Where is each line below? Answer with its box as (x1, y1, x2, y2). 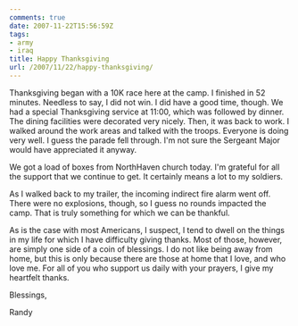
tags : (9, 29, 29, 38)
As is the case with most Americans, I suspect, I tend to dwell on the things (9, 224, 286, 235)
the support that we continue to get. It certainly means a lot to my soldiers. (9, 171, 284, 181)
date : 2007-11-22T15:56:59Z (9, 21, 114, 30)
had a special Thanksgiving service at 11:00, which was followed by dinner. (9, 106, 285, 117)
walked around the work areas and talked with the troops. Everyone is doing (9, 125, 289, 136)
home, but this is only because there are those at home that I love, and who (9, 253, 286, 263)
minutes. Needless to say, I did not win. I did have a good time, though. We (9, 96, 284, 107)
